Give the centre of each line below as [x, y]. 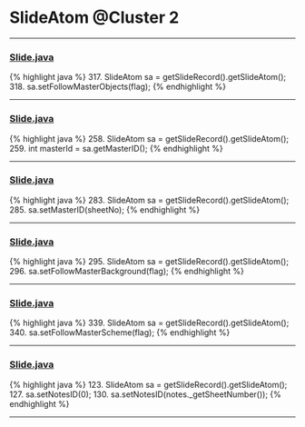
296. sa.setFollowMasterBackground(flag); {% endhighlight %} [127, 272]
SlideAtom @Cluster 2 [94, 18]
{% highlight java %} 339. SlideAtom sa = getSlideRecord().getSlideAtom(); [149, 323]
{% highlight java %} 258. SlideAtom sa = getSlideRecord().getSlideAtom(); [149, 138]
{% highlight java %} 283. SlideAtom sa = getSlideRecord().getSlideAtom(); [149, 200]
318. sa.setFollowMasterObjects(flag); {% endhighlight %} [118, 87]
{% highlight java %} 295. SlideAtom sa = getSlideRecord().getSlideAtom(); [149, 262]
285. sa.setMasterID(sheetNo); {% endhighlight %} [105, 209]
